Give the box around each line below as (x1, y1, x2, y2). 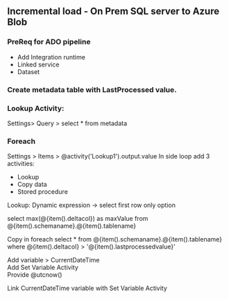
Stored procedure (17, 188, 68, 196)
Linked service (17, 60, 60, 69)
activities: (7, 159, 35, 168)
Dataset (17, 67, 40, 75)
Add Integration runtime (17, 53, 85, 61)
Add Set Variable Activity (7, 263, 78, 272)
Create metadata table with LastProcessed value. (7, 84, 177, 94)
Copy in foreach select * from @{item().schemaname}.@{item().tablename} (7, 235, 223, 244)
